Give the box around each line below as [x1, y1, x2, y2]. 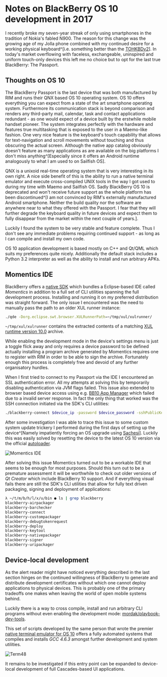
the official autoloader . [5, 441, 51, 447]
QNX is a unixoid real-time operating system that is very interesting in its [5, 168, 154, 174]
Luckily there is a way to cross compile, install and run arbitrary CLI [5, 605, 143, 611]
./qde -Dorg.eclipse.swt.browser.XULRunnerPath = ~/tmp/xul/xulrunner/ [5, 314, 153, 319]
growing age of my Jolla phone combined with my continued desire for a [5, 40, 154, 46]
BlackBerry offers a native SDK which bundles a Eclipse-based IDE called [5, 283, 156, 289]
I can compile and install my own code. [5, 235, 85, 241]
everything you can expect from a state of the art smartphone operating [5, 100, 153, 106]
